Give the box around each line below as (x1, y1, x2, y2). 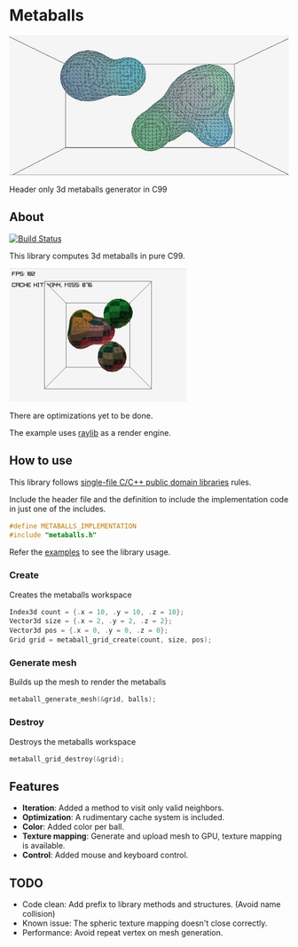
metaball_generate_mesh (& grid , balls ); (9, 695, 157, 704)
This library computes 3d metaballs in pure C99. (9, 250, 185, 261)
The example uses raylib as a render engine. (9, 427, 171, 438)
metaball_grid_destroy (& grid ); (9, 754, 125, 763)
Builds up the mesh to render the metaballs (9, 676, 167, 688)
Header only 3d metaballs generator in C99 (9, 184, 168, 194)
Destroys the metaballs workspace (9, 736, 137, 746)
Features (9, 778, 59, 794)
